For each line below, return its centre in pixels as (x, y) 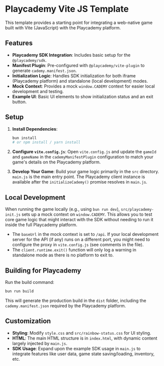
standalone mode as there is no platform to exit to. (63, 255)
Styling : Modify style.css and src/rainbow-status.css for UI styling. (82, 333)
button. (19, 102)
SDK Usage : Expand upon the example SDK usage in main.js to (76, 348)
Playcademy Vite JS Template (67, 9)
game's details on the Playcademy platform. (57, 162)
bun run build (20, 291)
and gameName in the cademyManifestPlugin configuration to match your (83, 157)
